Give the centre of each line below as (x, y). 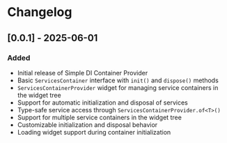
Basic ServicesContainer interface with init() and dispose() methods (118, 80)
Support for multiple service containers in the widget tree (100, 117)
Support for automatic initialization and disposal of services (102, 103)
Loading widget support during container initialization (94, 132)
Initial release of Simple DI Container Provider (83, 73)
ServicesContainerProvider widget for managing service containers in (118, 87)
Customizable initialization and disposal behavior (87, 125)
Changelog (40, 12)
